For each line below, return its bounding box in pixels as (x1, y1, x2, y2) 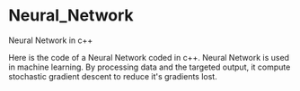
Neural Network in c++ (8, 35, 93, 45)
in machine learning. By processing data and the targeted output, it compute (8, 62, 291, 72)
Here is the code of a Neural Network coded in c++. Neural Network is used (8, 52, 289, 62)
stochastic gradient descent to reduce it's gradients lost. (8, 70, 217, 81)
